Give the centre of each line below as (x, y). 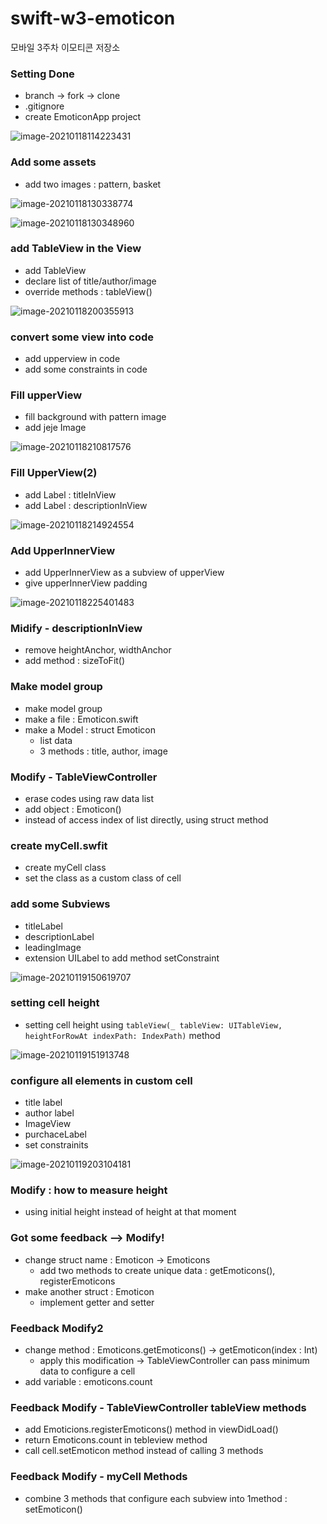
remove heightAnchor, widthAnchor (98, 650)
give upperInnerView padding (86, 583)
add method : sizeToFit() (75, 661)
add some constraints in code (86, 369)
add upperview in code (72, 359)
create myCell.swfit (59, 845)
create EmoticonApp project (83, 117)
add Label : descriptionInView (86, 505)
